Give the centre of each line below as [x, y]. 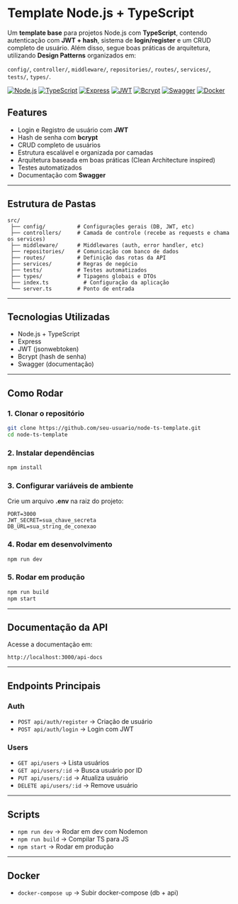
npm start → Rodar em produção [66, 847]
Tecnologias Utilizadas [59, 317]
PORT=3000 [22, 514]
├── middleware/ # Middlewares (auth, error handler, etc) [107, 245]
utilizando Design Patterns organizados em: [72, 55]
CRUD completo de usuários [59, 145]
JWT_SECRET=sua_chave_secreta [52, 520]
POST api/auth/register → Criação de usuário [85, 721]
